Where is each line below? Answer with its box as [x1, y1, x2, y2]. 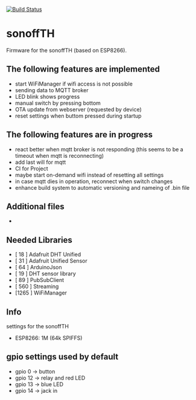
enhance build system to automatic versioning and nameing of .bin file [14, 184, 190, 191]
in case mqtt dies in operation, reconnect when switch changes [14, 178, 173, 185]
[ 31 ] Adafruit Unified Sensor [14, 257, 87, 264]
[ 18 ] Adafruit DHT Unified [14, 251, 81, 258]
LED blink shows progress [14, 93, 80, 100]
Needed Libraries [6, 235, 72, 245]
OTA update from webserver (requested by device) [14, 105, 142, 113]
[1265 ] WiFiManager [14, 289, 68, 296]
